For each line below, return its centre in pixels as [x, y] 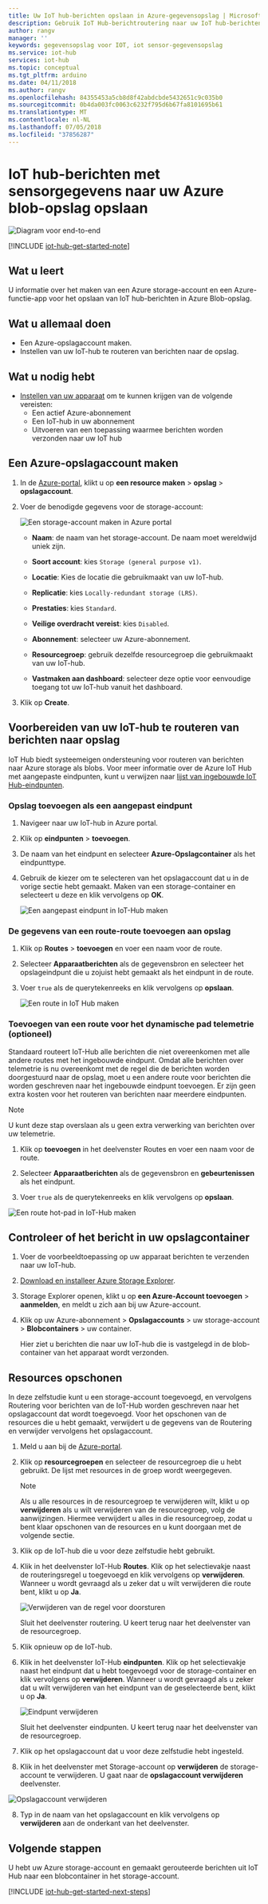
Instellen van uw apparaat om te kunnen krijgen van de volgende [126, 396]
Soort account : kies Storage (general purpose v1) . [116, 561]
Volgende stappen [55, 1848]
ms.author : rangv [37, 90]
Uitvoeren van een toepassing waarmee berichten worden [127, 430]
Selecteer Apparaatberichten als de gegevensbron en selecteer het [132, 964]
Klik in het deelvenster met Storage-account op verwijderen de [124, 1767]
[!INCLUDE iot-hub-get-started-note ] [69, 245]
